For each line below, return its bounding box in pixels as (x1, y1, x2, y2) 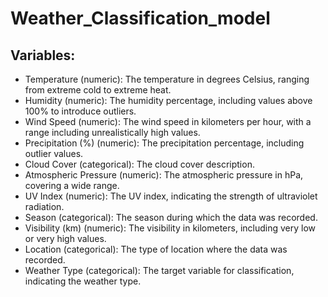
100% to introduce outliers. (24, 105, 137, 117)
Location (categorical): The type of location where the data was (24, 243, 288, 255)
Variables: (10, 47, 76, 64)
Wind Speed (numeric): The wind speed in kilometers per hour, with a (24, 116, 312, 127)
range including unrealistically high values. (24, 127, 201, 138)
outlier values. (24, 148, 84, 159)
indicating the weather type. (24, 275, 142, 287)
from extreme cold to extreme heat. (24, 84, 172, 96)
